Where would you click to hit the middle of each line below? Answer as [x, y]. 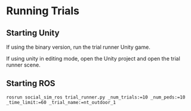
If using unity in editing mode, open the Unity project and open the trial [93, 58]
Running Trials [43, 11]
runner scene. [23, 65]
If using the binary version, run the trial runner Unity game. [78, 47]
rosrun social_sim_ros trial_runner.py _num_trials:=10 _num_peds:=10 [96, 97]
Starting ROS [31, 83]
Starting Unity [33, 33]
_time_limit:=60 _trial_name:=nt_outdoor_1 [61, 102]
